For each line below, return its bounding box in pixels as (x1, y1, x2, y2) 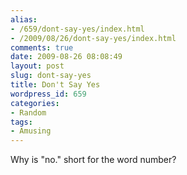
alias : (10, 14, 38, 25)
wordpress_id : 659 (10, 89, 87, 99)
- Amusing (10, 126, 52, 136)
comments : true (10, 42, 74, 53)
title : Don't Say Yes (10, 80, 101, 90)
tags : (10, 117, 33, 127)
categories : (10, 98, 60, 108)
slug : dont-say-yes (10, 71, 92, 81)
